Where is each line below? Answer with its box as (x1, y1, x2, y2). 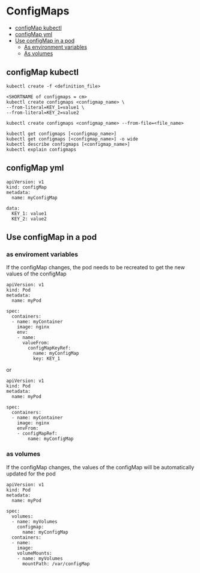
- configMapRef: (17, 431, 58, 437)
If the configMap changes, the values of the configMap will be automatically (6, 463, 195, 471)
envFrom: (17, 425, 39, 431)
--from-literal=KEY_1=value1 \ (6, 104, 85, 110)
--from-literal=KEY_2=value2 (6, 110, 79, 116)
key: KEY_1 (32, 355, 61, 362)
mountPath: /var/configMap (22, 560, 90, 567)
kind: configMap (6, 184, 47, 190)
